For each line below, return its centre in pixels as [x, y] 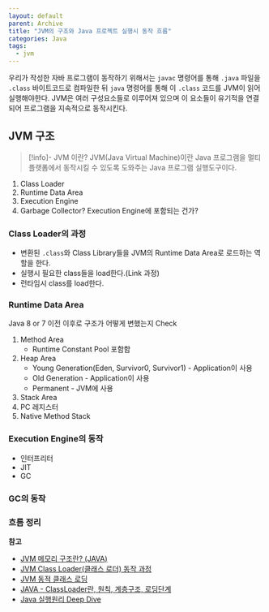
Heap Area [38, 359]
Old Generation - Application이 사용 [91, 378]
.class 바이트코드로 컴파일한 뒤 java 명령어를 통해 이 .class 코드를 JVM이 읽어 [134, 88]
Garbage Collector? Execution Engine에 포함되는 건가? [109, 210]
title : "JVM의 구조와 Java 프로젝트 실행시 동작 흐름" [90, 31]
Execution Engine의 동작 [56, 439]
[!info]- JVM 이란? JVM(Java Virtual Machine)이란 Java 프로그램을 [137, 157]
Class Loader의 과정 [47, 234]
